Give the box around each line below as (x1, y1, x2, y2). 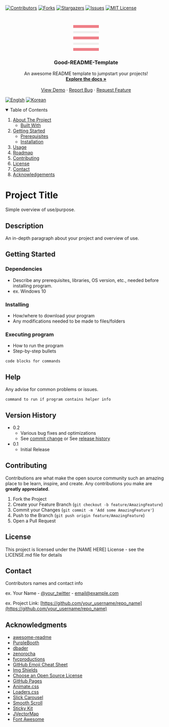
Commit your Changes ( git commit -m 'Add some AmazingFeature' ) (12, 507, 155, 513)
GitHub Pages (12, 678, 43, 684)
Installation (20, 139, 44, 145)
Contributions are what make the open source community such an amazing (5, 475, 164, 481)
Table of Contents (10, 107, 48, 113)
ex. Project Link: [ (5, 600, 43, 607)
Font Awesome (12, 716, 45, 722)
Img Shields (12, 667, 38, 673)
